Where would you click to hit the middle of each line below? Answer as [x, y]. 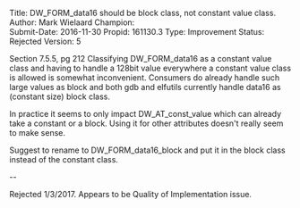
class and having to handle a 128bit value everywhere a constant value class [150, 68]
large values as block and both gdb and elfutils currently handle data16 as [145, 87]
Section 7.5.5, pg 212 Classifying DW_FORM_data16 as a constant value [141, 58]
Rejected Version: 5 [45, 41]
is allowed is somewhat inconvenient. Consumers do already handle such [145, 78]
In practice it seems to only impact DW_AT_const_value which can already [146, 114]
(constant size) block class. [60, 96]
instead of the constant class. [64, 159]
